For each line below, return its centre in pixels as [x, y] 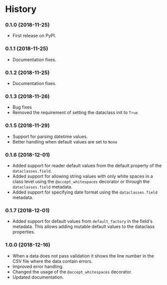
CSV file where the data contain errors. [53, 261]
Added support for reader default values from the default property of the [87, 165]
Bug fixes [22, 107]
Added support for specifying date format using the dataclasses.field [85, 192]
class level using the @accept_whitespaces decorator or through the [81, 181]
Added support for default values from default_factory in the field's [83, 221]
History [21, 9]
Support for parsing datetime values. [50, 136]
